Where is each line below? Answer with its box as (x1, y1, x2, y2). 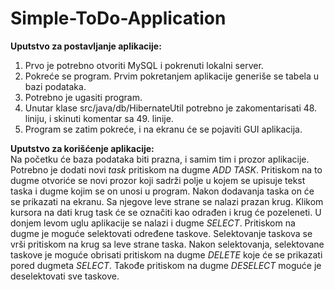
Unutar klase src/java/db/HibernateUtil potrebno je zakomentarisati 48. (24, 102, 318, 114)
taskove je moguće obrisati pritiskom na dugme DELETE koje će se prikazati (10, 248, 323, 261)
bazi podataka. (24, 80, 87, 92)
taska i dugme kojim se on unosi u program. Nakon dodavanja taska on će (10, 185, 315, 197)
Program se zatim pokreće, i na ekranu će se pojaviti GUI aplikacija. (24, 123, 303, 135)
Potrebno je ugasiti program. (24, 91, 143, 103)
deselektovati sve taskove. (10, 270, 120, 282)
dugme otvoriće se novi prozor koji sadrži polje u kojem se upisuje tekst (10, 174, 306, 186)
